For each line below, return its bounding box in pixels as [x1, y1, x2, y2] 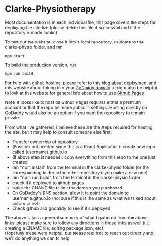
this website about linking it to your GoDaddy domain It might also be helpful [5, 85, 157, 90]
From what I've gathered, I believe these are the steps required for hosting [5, 124, 153, 130]
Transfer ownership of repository [12, 139, 78, 145]
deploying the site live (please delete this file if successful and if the [5, 24, 140, 30]
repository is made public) [5, 29, 57, 35]
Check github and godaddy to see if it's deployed [12, 205, 111, 211]
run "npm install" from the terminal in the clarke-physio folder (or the [12, 164, 149, 170]
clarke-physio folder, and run [5, 44, 63, 50]
